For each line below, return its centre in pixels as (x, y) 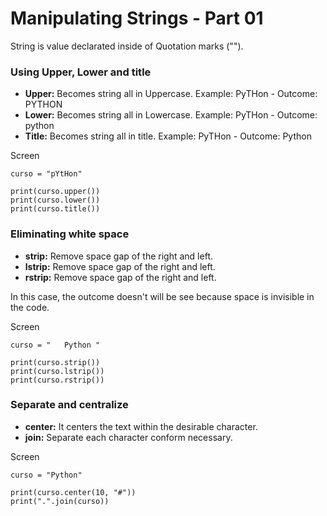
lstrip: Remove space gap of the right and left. (120, 266)
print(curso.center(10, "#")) (73, 492)
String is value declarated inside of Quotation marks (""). (127, 46)
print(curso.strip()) (55, 362)
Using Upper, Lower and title (81, 72)
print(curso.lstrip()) (57, 371)
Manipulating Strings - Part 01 (137, 18)
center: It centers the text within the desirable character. (141, 426)
